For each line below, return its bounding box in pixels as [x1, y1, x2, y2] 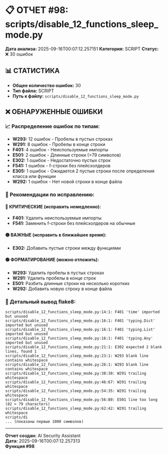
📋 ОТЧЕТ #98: [5, 5, 68, 16]
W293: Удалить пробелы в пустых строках [12, 270, 104, 276]
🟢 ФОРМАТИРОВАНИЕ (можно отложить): [5, 257, 99, 263]
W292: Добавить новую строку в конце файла [12, 286, 112, 292]
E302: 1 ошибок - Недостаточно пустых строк [12, 157, 111, 163]
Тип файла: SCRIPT [12, 88, 54, 94]
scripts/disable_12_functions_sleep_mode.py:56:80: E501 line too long [5, 397, 157, 402]
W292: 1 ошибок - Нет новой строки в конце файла [12, 179, 122, 185]
